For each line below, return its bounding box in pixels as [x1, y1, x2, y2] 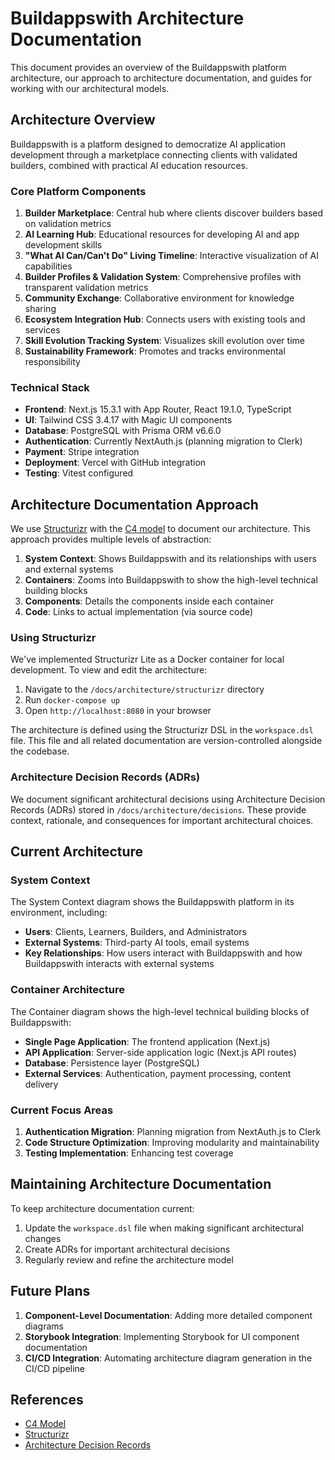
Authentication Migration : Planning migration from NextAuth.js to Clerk [24, 1126, 322, 1138]
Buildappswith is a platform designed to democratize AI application [10, 138, 286, 150]
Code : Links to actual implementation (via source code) [24, 606, 254, 618]
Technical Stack [10, 380, 90, 394]
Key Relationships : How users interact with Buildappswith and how [24, 947, 303, 959]
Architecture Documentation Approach [10, 496, 259, 513]
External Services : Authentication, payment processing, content [24, 1067, 292, 1079]
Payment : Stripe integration [24, 446, 140, 458]
